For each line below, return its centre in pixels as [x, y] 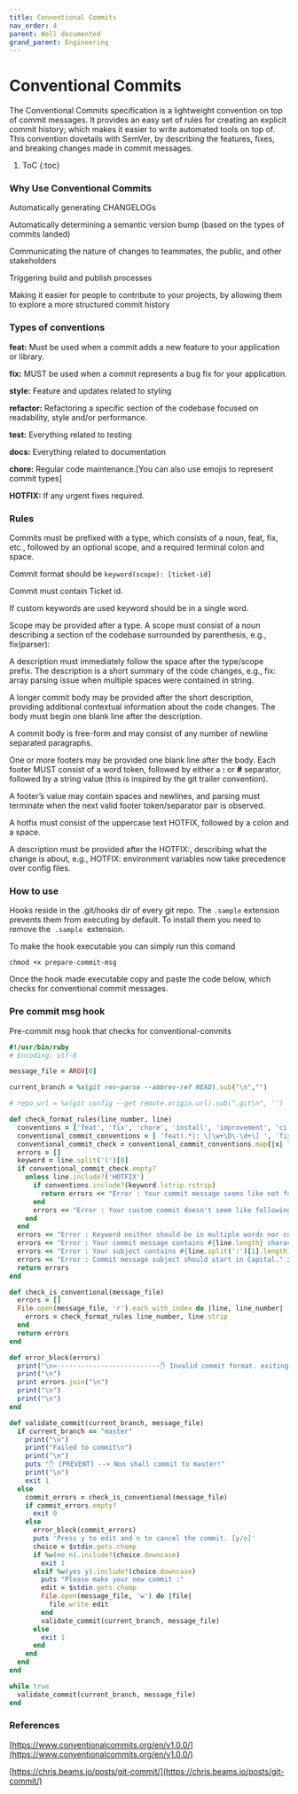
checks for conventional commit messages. [89, 989]
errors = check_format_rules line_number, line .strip [126, 1317]
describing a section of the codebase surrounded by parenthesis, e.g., [138, 635]
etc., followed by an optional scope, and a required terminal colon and [137, 547]
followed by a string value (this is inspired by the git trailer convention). [139, 779]
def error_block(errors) [55, 1358]
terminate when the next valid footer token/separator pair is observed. [137, 806]
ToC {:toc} [41, 166]
